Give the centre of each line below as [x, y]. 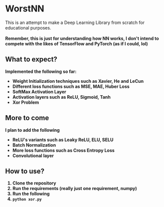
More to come [27, 118]
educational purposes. [28, 27]
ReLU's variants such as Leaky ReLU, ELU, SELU [63, 140]
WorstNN [25, 9]
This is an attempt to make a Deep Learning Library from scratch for [75, 22]
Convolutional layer [33, 156]
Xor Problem [26, 102]
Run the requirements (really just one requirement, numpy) [75, 189]
